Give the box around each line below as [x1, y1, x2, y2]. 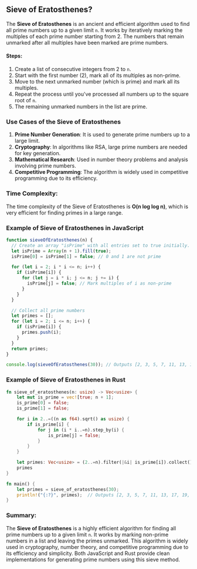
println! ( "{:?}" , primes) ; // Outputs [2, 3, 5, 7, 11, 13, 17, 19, [16, 492, 191, 498]
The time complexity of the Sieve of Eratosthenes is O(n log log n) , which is [6, 203, 189, 210]
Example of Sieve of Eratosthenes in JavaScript [6, 223, 144, 232]
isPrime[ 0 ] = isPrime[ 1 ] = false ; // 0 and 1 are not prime [11, 253, 161, 259]
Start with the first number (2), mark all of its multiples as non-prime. [14, 72, 181, 79]
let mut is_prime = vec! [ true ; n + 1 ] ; [16, 394, 114, 400]
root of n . [14, 97, 37, 104]
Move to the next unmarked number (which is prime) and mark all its [14, 78, 180, 85]
